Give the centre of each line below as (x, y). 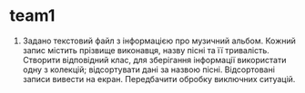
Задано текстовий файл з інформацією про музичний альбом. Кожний (159, 41)
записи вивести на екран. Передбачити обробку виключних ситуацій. (159, 79)
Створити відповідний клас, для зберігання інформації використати (154, 60)
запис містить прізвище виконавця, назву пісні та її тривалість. (146, 50)
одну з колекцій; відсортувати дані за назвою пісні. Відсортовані (149, 70)
